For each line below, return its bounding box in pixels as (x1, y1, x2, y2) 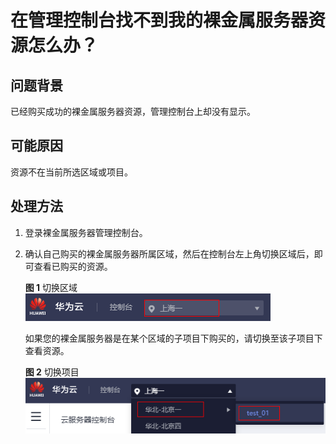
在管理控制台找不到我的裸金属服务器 (10, 9, 309, 32)
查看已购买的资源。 (33, 260, 113, 272)
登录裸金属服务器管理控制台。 (24, 226, 148, 238)
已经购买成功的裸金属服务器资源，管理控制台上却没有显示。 (10, 106, 256, 117)
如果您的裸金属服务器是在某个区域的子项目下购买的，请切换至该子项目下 (24, 332, 323, 344)
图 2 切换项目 (24, 366, 80, 378)
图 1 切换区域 (24, 281, 78, 293)
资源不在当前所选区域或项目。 (10, 166, 133, 178)
